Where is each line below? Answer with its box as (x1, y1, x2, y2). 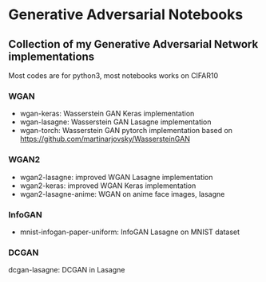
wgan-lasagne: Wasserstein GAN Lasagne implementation (19, 117, 212, 127)
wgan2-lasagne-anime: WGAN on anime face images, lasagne (19, 189, 225, 198)
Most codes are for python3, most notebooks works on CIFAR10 (8, 71, 219, 80)
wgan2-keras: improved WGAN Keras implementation (19, 181, 197, 190)
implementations (8, 49, 95, 63)
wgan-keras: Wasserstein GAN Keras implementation (19, 109, 195, 119)
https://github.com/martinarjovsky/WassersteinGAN (19, 134, 190, 144)
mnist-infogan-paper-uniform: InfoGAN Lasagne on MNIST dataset (19, 227, 240, 237)
